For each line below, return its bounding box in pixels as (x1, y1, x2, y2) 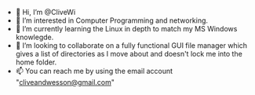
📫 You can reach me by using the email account (15, 67, 173, 75)
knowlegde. (15, 32, 54, 42)
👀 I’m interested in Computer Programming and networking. (15, 16, 209, 25)
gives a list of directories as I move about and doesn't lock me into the (15, 49, 243, 58)
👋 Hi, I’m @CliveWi (15, 8, 76, 16)
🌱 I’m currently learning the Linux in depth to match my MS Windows (15, 24, 238, 33)
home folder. (15, 57, 57, 67)
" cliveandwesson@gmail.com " (15, 78, 115, 86)
